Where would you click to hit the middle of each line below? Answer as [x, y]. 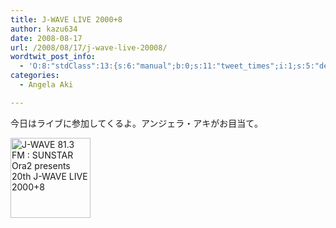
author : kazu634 [44, 29]
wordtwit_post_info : [53, 57]
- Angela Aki [46, 85]
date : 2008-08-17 [46, 38]
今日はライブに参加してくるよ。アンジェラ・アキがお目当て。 [136, 123]
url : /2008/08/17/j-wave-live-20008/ [89, 47]
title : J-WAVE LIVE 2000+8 [66, 19]
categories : [35, 76]
